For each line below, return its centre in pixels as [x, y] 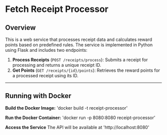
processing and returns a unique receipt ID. [57, 65]
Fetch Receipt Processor [57, 9]
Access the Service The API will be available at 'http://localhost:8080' [77, 127]
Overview [21, 28]
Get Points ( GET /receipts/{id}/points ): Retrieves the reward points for [86, 70]
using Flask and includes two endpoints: [46, 50]
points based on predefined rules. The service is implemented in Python [79, 45]
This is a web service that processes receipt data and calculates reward [79, 39]
